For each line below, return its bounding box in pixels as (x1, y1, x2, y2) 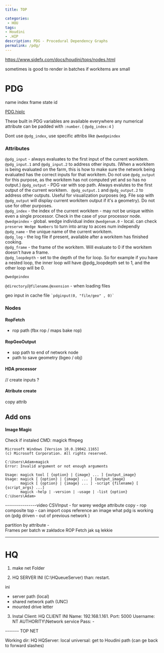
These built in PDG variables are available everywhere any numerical (5, 118, 143, 124)
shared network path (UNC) (12, 599, 68, 605)
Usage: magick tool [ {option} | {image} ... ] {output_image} (5, 472, 137, 477)
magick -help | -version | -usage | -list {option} (20, 490, 128, 494)
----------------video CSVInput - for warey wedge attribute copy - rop (5, 502, 147, 508)
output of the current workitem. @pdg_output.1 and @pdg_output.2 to (5, 187, 143, 193)
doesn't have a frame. (5, 249, 49, 255)
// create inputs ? (5, 377, 40, 383)
